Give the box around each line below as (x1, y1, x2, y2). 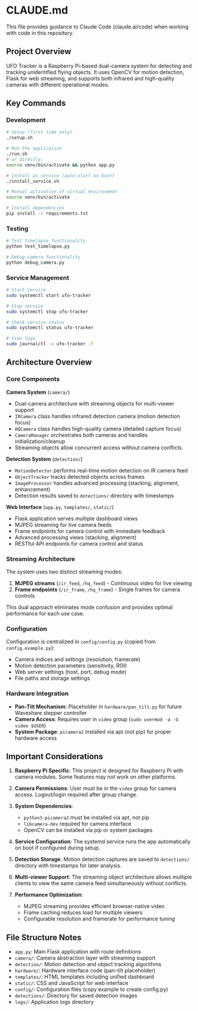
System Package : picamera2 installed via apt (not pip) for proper (14, 728, 171, 735)
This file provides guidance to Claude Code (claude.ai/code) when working (6, 23, 189, 30)
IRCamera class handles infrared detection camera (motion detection (14, 412, 180, 420)
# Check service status (6, 319, 65, 325)
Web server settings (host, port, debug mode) (14, 669, 127, 676)
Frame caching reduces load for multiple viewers (23, 909, 143, 916)
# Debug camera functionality (6, 254, 81, 260)
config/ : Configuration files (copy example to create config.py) (14, 986, 168, 993)
